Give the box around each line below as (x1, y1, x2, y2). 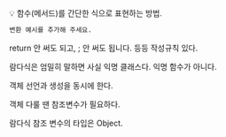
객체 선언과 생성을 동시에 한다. (9, 80, 113, 90)
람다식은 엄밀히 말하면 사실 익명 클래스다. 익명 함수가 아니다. (9, 61, 217, 72)
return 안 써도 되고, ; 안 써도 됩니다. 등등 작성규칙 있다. (9, 42, 199, 53)
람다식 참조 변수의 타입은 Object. (9, 118, 123, 128)
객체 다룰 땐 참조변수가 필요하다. (9, 99, 121, 110)
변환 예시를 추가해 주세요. (9, 26, 92, 34)
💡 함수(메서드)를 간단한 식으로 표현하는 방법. (9, 8, 162, 19)
